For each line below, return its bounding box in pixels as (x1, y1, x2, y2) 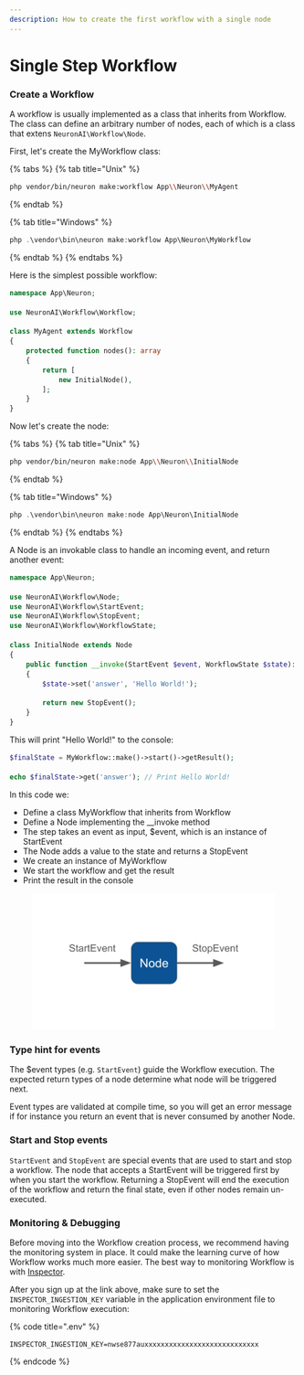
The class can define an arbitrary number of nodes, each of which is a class (9, 119, 296, 130)
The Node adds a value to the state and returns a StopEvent (22, 846, 248, 857)
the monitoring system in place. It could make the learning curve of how (9, 1247, 280, 1257)
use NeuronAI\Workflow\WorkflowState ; (9, 622, 157, 631)
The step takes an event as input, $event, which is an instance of (22, 826, 267, 837)
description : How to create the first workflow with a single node (9, 15, 272, 24)
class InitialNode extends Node (9, 641, 132, 650)
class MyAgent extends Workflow (9, 327, 132, 336)
